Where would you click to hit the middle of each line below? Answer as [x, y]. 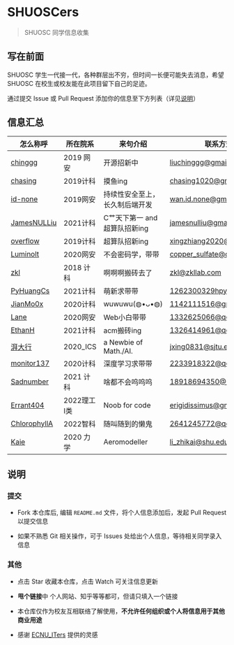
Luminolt [25, 254]
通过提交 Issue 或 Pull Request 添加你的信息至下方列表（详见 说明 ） [103, 98]
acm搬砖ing [123, 331]
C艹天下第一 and [131, 217]
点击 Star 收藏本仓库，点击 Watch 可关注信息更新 [87, 581]
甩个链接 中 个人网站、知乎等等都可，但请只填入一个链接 [97, 596]
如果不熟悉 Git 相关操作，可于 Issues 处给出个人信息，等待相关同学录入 [119, 536]
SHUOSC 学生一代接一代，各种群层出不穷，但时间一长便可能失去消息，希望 [116, 75]
